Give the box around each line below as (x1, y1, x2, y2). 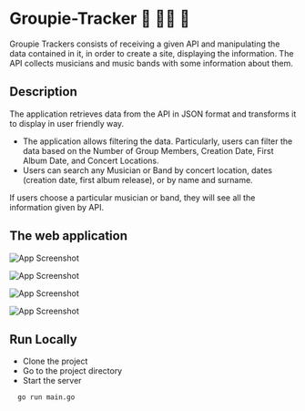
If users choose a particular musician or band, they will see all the (9, 191, 256, 203)
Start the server (22, 375, 82, 386)
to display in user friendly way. (9, 118, 125, 128)
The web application (9, 228, 127, 244)
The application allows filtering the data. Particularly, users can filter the (22, 136, 293, 147)
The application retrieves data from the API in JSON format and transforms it (9, 108, 297, 119)
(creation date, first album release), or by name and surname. (22, 174, 253, 185)
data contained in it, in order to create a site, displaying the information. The (9, 47, 294, 58)
